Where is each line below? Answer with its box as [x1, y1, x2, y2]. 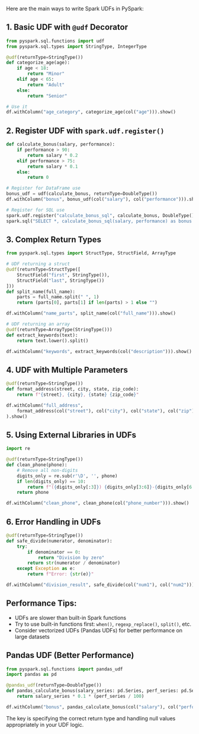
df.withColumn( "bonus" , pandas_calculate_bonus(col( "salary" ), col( [6, 704, 179, 710]
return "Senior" [27, 93, 68, 99]
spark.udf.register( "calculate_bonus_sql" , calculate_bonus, [6, 212, 161, 219]
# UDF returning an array [6, 321, 70, 327]
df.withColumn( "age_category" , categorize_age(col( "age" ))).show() [6, 109, 176, 115]
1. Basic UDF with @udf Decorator [6, 22, 129, 32]
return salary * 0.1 [27, 163, 78, 169]
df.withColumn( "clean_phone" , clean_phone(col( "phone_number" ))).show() [6, 500, 190, 506]
